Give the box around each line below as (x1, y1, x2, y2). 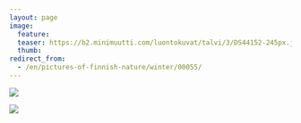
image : (9, 21, 34, 30)
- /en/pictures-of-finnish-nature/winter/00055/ (17, 63, 202, 72)
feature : (17, 29, 50, 38)
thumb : (17, 46, 42, 55)
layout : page (9, 12, 58, 22)
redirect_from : (9, 54, 66, 63)
